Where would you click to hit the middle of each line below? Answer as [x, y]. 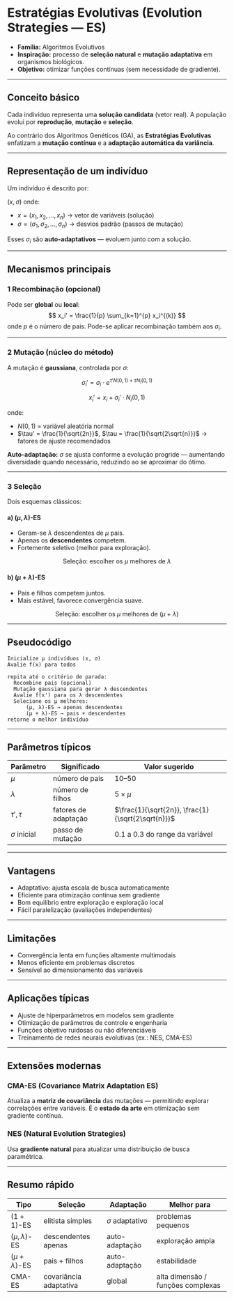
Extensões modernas [54, 1066]
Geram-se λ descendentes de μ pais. [71, 533]
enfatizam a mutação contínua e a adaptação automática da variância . [111, 143]
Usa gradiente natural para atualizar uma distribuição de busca [99, 1149]
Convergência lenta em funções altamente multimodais [96, 955]
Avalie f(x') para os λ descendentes [68, 695]
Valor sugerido [169, 767]
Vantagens [31, 871]
